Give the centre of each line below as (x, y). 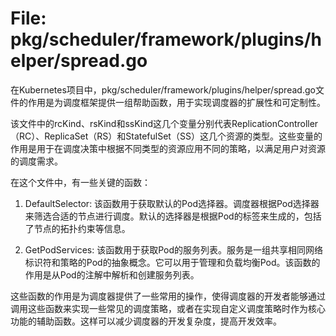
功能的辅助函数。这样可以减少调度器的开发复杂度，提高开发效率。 (146, 321)
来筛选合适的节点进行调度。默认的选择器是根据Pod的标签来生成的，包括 (173, 216)
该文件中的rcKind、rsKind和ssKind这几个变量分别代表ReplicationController (164, 123)
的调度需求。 (36, 161)
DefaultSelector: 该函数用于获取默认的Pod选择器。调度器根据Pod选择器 (172, 203)
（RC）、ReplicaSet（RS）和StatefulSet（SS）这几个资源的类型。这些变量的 (166, 136)
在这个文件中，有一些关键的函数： (80, 182)
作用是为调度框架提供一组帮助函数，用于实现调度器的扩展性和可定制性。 (176, 102)
